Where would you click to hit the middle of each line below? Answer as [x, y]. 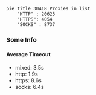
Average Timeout [28, 54]
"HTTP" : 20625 [36, 14]
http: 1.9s [26, 74]
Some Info [22, 39]
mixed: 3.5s [29, 68]
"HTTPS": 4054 [35, 19]
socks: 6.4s [29, 87]
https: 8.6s [28, 80]
